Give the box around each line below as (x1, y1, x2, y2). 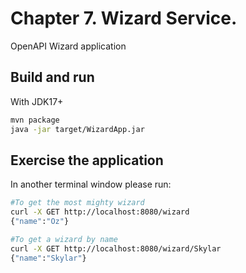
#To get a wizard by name (10, 234, 118, 244)
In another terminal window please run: (10, 178, 172, 191)
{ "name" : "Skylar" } (10, 253, 87, 263)
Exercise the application (10, 152, 164, 169)
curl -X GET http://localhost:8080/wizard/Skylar (10, 243, 222, 254)
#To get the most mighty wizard (10, 198, 145, 208)
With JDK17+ (10, 95, 64, 107)
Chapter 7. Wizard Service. (10, 7, 238, 30)
